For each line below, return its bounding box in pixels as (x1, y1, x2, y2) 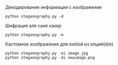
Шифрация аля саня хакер (5, 22, 61, 28)
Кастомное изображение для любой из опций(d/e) (5, 41, 113, 47)
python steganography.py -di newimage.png (5, 55, 95, 60)
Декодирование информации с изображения (5, 4, 101, 10)
